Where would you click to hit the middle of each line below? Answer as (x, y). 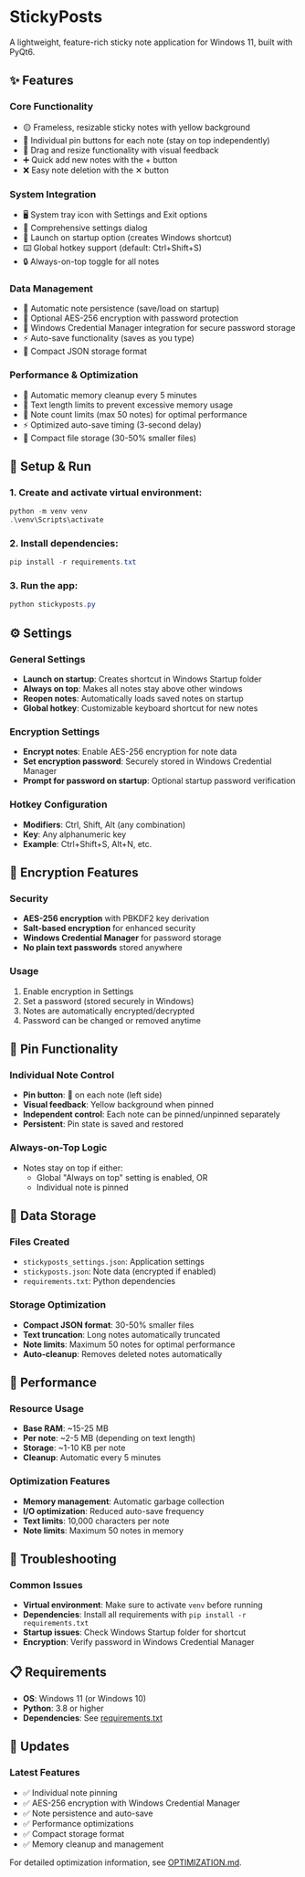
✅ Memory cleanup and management (93, 1844)
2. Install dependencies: (64, 543)
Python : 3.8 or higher (63, 1708)
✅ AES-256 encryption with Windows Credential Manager (131, 1803)
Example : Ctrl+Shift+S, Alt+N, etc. (87, 843)
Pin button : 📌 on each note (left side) (92, 1095)
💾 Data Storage (53, 1216)
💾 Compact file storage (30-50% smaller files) (110, 438)
